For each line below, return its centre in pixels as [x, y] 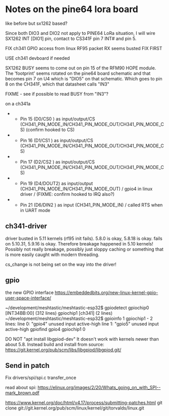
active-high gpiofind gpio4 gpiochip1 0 [45, 329]
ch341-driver [26, 226]
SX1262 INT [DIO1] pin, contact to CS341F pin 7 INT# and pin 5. [71, 38]
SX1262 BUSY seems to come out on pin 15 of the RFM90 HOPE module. [81, 68]
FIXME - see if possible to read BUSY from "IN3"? [57, 94]
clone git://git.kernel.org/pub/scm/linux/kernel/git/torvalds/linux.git [75, 408]
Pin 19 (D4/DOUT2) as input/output [57, 183]
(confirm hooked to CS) [50, 130]
